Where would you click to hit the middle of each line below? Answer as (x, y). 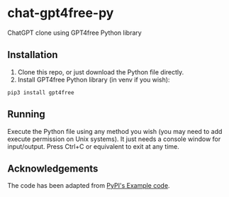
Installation (33, 55)
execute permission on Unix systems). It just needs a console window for (114, 139)
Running (27, 114)
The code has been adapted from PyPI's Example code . (89, 186)
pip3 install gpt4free (41, 92)
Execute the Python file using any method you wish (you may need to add (115, 131)
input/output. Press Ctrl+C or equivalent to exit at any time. (93, 146)
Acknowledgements (53, 168)
